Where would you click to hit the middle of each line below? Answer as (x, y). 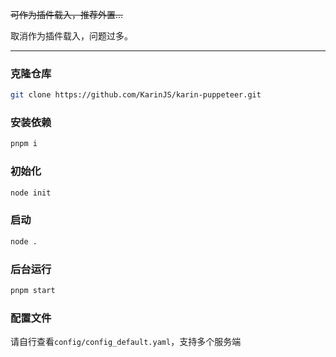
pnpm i (24, 144)
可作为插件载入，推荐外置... (67, 14)
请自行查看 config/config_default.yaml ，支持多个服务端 (126, 342)
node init (31, 193)
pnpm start (33, 290)
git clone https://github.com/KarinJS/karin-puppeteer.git (136, 95)
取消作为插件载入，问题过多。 (71, 36)
